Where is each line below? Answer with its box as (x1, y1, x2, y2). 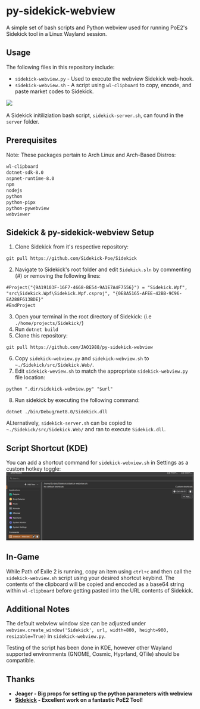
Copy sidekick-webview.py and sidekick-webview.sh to (14, 355, 149, 362)
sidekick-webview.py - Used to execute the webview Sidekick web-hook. (14, 75, 194, 82)
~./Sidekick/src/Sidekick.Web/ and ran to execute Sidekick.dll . (6, 426, 166, 433)
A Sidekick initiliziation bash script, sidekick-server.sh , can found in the (6, 112, 184, 119)
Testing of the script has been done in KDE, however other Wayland (6, 644, 173, 652)
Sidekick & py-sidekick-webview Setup (6, 227, 154, 237)
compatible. (6, 657, 36, 664)
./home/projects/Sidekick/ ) (14, 320, 84, 327)
